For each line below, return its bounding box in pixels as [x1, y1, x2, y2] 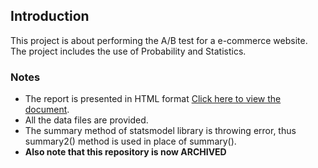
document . [24, 104, 70, 116]
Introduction [10, 8, 90, 25]
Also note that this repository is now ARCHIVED [24, 146, 227, 158]
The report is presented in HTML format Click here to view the [24, 93, 282, 105]
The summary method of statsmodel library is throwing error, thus [24, 125, 297, 137]
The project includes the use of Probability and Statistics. [10, 45, 247, 57]
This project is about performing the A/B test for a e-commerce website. [10, 34, 308, 46]
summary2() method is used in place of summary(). [24, 135, 237, 148]
